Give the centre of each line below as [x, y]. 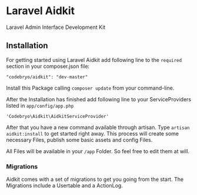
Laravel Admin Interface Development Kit [56, 27]
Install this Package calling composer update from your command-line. [90, 88]
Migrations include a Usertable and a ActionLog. [65, 186]
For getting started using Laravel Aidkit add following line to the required [94, 60]
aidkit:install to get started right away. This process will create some [93, 133]
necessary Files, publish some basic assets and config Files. [79, 140]
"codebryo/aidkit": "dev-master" [47, 77]
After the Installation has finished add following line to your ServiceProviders [99, 99]
